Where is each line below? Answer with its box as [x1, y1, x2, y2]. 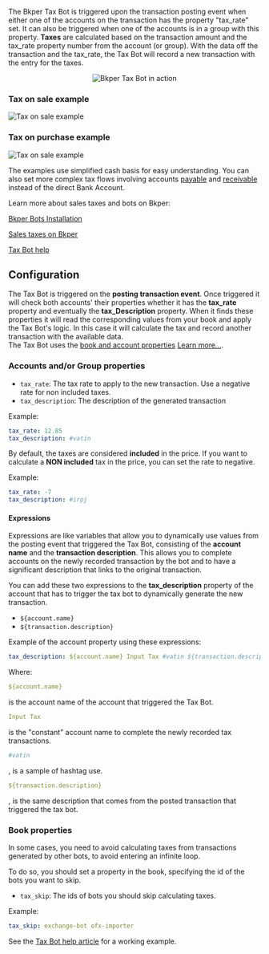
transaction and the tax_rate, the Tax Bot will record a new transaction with [8, 50, 255, 59]
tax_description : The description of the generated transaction [19, 396, 227, 405]
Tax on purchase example [8, 132, 110, 143]
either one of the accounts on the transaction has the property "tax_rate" [8, 15, 249, 25]
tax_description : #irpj [8, 496, 88, 504]
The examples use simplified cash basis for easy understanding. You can [8, 165, 250, 175]
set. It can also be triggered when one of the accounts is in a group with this [8, 24, 259, 33]
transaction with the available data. [8, 332, 124, 342]
